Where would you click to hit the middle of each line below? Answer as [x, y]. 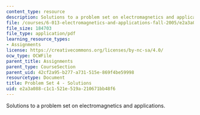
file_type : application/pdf [41, 34]
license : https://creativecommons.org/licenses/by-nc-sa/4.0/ [85, 50]
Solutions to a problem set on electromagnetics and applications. [86, 106]
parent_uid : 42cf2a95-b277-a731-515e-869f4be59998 [70, 72]
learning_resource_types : [38, 39]
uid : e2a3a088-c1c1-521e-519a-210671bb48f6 [61, 89]
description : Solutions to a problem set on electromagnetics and [90, 17]
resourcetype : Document [36, 78]
